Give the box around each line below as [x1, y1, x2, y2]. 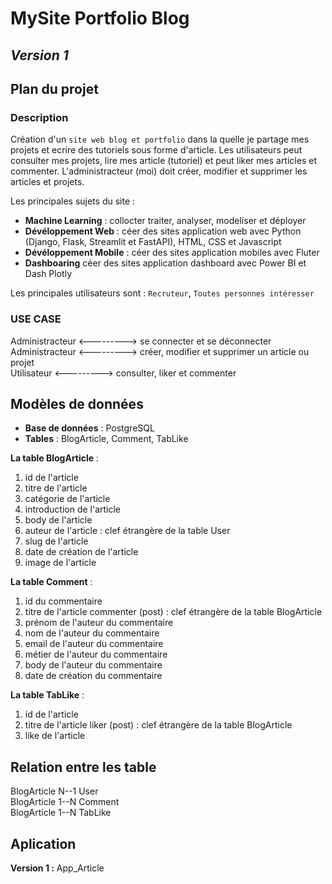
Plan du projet [10, 80, 99, 97]
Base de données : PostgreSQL [24, 422, 155, 434]
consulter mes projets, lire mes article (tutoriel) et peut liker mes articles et [10, 155, 317, 167]
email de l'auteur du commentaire [24, 638, 164, 650]
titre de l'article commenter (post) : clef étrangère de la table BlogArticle [24, 606, 323, 618]
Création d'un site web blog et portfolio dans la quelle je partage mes [10, 133, 310, 146]
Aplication [10, 835, 77, 852]
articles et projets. [10, 176, 85, 188]
